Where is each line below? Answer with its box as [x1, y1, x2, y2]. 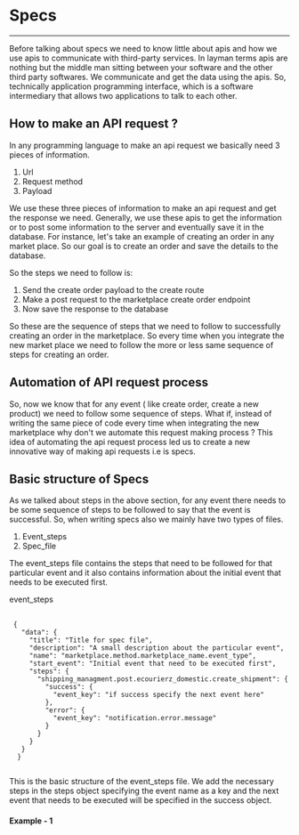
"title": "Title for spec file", [28, 636, 153, 645]
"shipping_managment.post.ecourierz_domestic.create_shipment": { [36, 675, 289, 684]
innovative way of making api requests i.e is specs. [9, 446, 196, 457]
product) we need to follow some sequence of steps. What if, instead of [9, 408, 272, 418]
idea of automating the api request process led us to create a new [9, 436, 251, 447]
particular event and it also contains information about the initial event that [9, 567, 282, 579]
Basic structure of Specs [9, 471, 149, 486]
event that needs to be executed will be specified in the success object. [9, 795, 272, 806]
